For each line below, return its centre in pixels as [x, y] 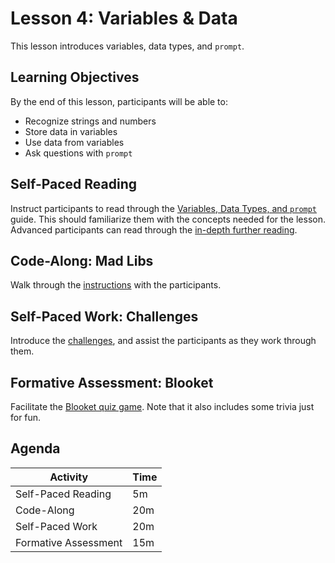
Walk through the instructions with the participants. [116, 285]
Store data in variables [71, 131]
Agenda [35, 448]
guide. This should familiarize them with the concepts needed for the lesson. [168, 219]
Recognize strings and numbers [90, 121]
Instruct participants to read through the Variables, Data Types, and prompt [164, 208]
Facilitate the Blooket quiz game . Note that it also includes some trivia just [162, 406]
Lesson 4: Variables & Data [124, 18]
